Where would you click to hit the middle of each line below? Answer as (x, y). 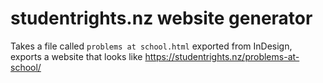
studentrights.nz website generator (161, 18)
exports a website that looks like (76, 56)
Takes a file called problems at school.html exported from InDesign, (151, 46)
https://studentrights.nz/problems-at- (222, 56)
